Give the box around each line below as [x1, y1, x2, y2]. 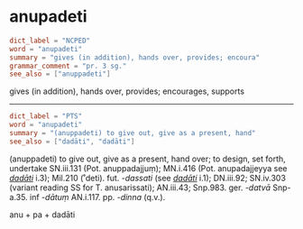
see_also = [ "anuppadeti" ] [9, 69, 111, 78]
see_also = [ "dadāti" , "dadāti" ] [9, 137, 135, 146]
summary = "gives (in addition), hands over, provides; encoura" [9, 52, 260, 62]
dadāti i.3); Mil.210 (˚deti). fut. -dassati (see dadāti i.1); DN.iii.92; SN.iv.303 [9, 172, 287, 183]
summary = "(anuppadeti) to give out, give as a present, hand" [9, 129, 256, 138]
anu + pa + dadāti [9, 209, 76, 220]
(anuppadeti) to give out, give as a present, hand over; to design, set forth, [9, 153, 286, 164]
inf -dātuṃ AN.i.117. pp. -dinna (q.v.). [30, 191, 166, 202]
